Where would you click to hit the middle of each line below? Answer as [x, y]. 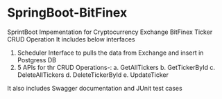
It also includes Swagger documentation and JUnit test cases [95, 88]
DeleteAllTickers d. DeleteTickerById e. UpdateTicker [93, 75]
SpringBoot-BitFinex [67, 13]
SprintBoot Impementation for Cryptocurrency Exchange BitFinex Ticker [110, 32]
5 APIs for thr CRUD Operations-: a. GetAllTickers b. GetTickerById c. [116, 67]
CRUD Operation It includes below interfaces [71, 39]
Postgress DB [37, 60]
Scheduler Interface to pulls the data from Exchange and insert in [110, 53]
